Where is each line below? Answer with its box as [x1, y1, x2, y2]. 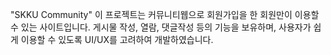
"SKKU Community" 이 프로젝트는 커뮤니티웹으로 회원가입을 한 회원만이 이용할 [10, 9, 320, 20]
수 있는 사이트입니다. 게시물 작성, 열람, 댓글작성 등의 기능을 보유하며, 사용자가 [10, 21, 312, 33]
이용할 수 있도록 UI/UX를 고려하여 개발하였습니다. [20, 34, 214, 45]
